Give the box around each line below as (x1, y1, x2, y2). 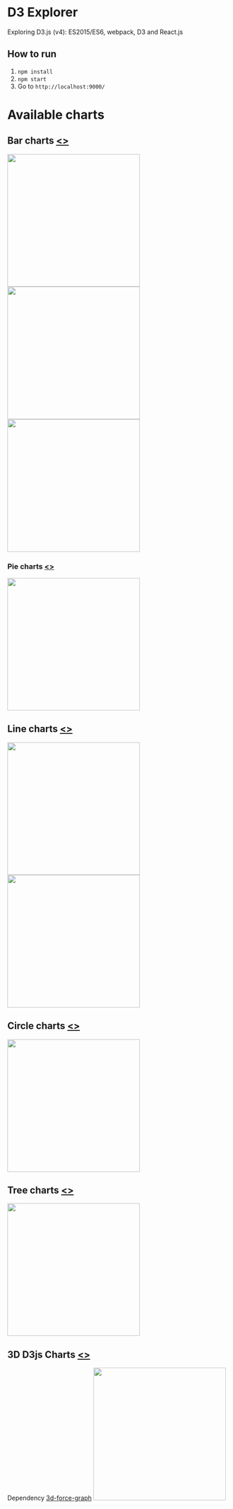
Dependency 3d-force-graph (7, 1493, 92, 1503)
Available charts (7, 107, 104, 122)
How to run (7, 48, 57, 60)
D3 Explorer (7, 4, 78, 21)
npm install (17, 68, 53, 75)
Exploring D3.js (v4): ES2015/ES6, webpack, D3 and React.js (7, 28, 184, 36)
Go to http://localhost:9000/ (17, 82, 105, 91)
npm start (17, 76, 47, 83)
